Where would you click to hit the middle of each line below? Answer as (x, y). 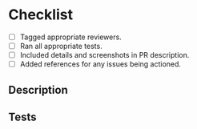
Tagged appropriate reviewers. (70, 37)
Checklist (41, 15)
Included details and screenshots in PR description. (105, 55)
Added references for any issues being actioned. (101, 64)
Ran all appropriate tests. (61, 46)
